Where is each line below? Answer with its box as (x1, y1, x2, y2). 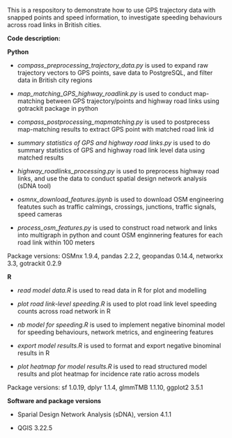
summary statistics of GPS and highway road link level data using (17, 146, 206, 154)
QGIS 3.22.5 (17, 424, 53, 432)
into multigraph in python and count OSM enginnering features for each (17, 231, 223, 239)
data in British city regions (17, 76, 93, 84)
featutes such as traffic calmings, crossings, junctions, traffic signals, (17, 203, 217, 211)
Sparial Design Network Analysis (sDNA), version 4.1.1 (17, 410, 172, 419)
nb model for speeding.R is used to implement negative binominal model (17, 320, 225, 329)
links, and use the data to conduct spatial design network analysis (17, 174, 207, 182)
